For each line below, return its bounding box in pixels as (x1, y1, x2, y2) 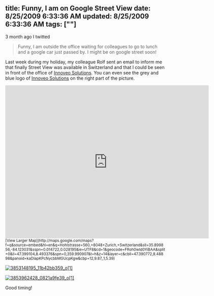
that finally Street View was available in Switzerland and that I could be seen (5, 64, 165, 70)
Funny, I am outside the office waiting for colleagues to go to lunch (17, 43, 158, 50)
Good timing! (5, 284, 33, 290)
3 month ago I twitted (5, 33, 50, 40)
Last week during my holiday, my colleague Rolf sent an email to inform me (5, 59, 163, 65)
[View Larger (5, 238, 28, 243)
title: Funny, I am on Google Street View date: (5, 4, 151, 13)
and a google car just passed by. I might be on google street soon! (17, 48, 157, 55)
